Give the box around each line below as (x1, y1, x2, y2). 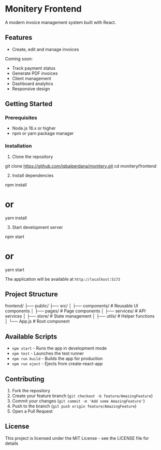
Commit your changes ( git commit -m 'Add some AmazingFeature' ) (12, 398, 145, 404)
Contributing (5, 375, 44, 383)
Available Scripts (5, 332, 57, 340)
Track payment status (12, 65, 56, 71)
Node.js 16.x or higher (12, 125, 56, 131)
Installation (5, 143, 32, 149)
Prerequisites (5, 114, 37, 121)
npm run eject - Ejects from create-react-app (12, 361, 103, 367)
